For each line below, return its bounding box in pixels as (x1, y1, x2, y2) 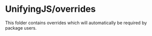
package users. (5, 25, 37, 31)
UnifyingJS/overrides (5, 3, 96, 15)
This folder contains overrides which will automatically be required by (5, 20, 147, 26)
